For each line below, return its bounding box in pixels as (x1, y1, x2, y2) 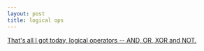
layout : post (7, 10, 45, 17)
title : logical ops (7, 17, 64, 24)
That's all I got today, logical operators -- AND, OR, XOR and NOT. (7, 36, 197, 44)
